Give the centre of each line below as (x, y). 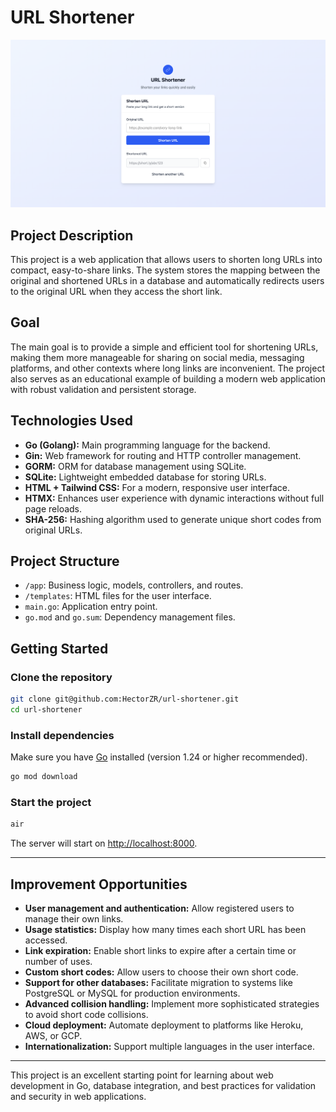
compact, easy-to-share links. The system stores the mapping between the (165, 270)
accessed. (46, 940)
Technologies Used (71, 421)
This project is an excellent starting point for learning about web (142, 1075)
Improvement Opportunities (99, 884)
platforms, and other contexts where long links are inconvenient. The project (168, 368)
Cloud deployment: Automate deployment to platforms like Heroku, (164, 1025)
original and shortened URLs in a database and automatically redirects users (167, 280)
